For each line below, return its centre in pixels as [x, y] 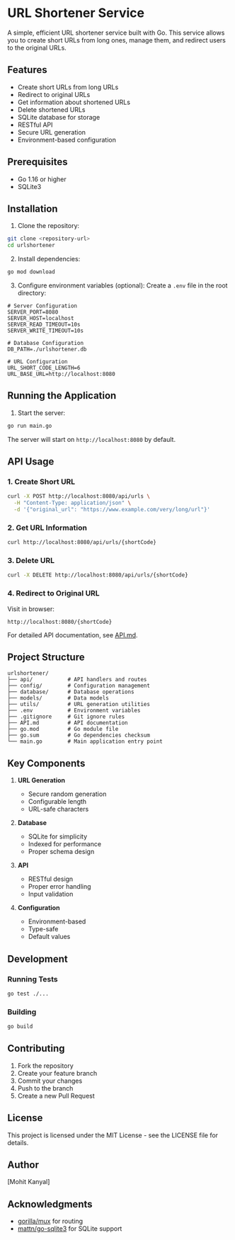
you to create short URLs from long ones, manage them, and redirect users [117, 40]
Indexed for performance [64, 844]
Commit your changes [50, 1081]
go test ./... [28, 994]
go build [20, 1027]
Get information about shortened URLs [74, 102]
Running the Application [62, 396]
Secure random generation [67, 794]
